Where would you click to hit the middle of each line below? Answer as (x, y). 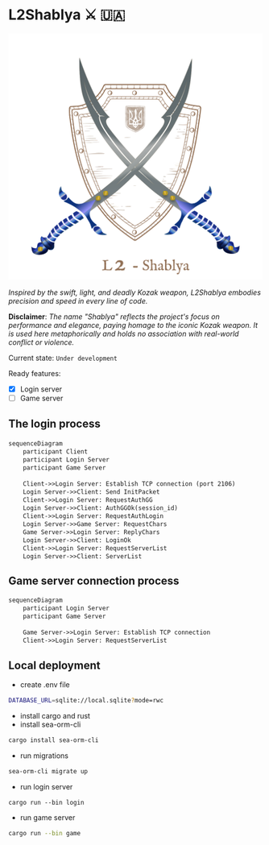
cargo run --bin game (45, 833)
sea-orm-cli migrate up (48, 771)
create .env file (45, 685)
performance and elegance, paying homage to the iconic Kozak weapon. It (133, 325)
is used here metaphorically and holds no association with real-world (124, 333)
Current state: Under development (63, 358)
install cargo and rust (55, 716)
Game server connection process (94, 581)
